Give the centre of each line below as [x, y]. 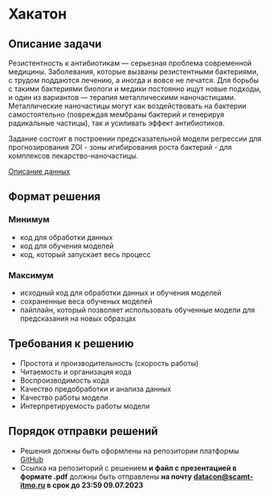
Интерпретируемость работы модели [85, 406]
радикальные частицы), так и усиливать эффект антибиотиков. [116, 123]
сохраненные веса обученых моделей [86, 301]
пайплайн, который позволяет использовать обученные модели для [137, 309]
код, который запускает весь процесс [85, 254]
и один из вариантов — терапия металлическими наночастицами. [122, 97]
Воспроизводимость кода [65, 380]
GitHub [32, 459]
